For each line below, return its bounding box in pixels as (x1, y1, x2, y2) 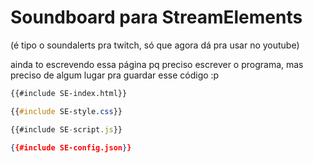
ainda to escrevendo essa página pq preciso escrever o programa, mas (10, 58, 304, 70)
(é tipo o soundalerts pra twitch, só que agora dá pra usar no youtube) (10, 39, 300, 51)
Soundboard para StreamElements (10, 6, 303, 29)
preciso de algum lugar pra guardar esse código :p (10, 69, 220, 81)
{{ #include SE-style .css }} (10, 106, 123, 116)
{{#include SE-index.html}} (10, 88, 128, 98)
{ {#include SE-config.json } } (10, 142, 132, 153)
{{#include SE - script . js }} (10, 124, 123, 135)
